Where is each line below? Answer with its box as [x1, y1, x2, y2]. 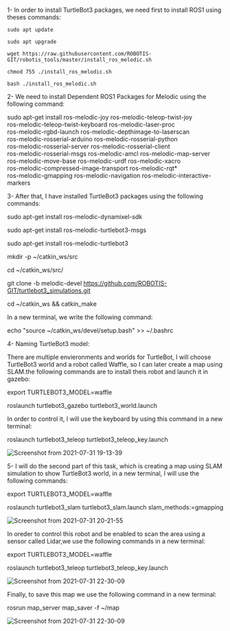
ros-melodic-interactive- [141, 172, 211, 179]
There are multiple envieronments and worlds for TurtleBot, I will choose [7, 353, 211, 361]
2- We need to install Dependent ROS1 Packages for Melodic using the [7, 93, 207, 100]
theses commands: [7, 13, 61, 21]
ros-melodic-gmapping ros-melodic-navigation [7, 172, 141, 179]
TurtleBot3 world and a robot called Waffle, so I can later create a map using [7, 360, 223, 368]
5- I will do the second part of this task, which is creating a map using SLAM [7, 462, 223, 470]
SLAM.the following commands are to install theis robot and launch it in [7, 367, 208, 376]
